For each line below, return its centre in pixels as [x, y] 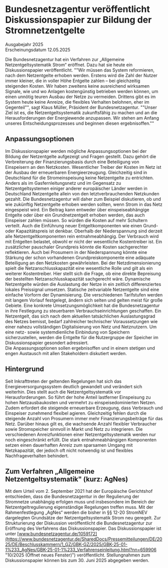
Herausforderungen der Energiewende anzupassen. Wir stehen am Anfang [82, 118]
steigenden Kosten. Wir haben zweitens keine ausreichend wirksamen [77, 86]
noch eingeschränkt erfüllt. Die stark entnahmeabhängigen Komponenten [81, 440]
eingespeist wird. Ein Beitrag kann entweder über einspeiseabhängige [77, 209]
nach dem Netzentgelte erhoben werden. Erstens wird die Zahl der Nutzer [81, 75]
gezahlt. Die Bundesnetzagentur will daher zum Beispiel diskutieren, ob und [83, 199]
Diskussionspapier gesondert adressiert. [47, 343]
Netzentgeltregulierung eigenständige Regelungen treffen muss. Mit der [79, 507]
